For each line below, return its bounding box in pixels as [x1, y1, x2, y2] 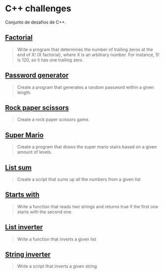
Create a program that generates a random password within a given [17, 84, 154, 90]
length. [17, 89, 32, 95]
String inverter [5, 250, 51, 259]
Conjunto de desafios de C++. [5, 19, 66, 25]
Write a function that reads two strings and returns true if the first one [17, 203, 159, 209]
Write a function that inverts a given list [17, 236, 97, 242]
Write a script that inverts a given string [17, 263, 97, 269]
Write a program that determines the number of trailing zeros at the [17, 46, 153, 52]
